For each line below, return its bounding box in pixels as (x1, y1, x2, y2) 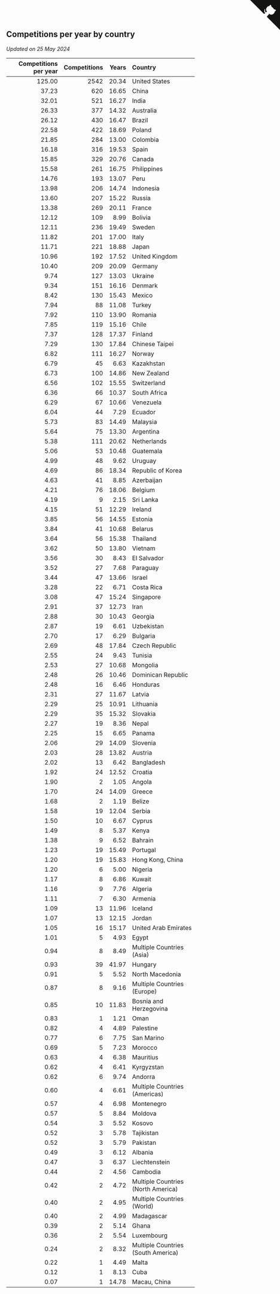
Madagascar (132, 1211, 168, 1220)
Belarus (132, 525, 154, 533)
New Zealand (132, 369, 169, 377)
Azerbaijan (132, 476, 163, 484)
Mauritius (132, 1053, 159, 1061)
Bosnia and (132, 997, 163, 1005)
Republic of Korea (132, 466, 182, 474)
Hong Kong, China (132, 855, 184, 863)
